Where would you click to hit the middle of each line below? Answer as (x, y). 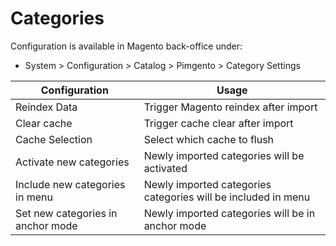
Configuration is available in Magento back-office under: (126, 46)
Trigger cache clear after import (218, 123)
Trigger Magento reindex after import (230, 107)
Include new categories (70, 184)
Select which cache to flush (209, 139)
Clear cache (44, 123)
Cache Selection (54, 139)
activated (165, 168)
